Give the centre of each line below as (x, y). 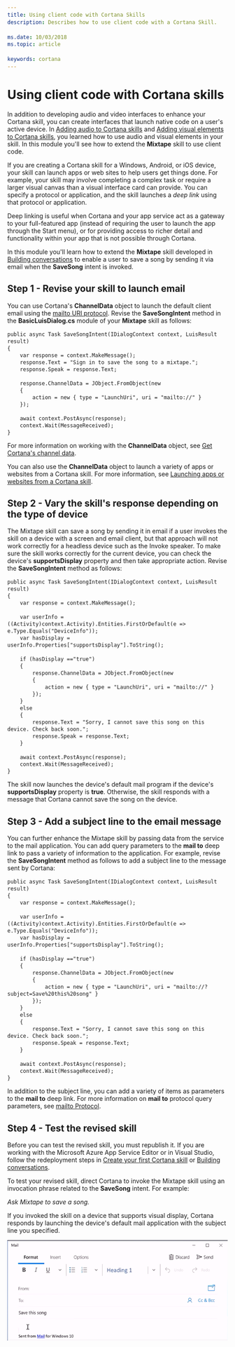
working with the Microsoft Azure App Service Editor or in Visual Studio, (111, 1153)
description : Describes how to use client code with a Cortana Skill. (112, 22)
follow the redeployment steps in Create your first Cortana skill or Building (114, 1160)
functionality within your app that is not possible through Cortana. (102, 238)
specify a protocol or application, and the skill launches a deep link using (112, 195)
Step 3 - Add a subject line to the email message (114, 821)
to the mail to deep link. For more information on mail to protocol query (110, 1099)
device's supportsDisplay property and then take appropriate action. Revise (117, 561)
